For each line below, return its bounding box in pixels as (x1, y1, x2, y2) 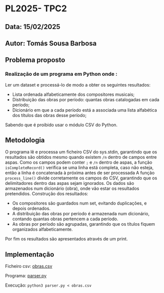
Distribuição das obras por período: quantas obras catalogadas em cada (12, 96, 160, 102)
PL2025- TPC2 (5, 3, 67, 14)
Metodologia (5, 136, 45, 145)
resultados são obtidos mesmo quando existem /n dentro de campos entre (5, 154, 157, 160)
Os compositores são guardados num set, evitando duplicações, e (12, 200, 147, 206)
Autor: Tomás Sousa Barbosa (5, 39, 97, 47)
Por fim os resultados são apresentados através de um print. (5, 236, 128, 242)
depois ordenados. (12, 205, 51, 211)
